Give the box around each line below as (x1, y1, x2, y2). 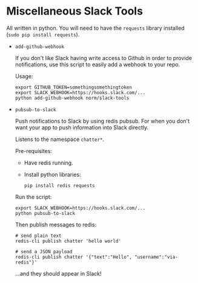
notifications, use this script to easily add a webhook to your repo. (15, 61, 180, 68)
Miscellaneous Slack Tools (6, 4, 144, 18)
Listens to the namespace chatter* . (15, 135, 105, 143)
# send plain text (15, 233, 62, 239)
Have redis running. (24, 159, 74, 166)
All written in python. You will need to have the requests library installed (6, 24, 185, 32)
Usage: (15, 72, 33, 80)
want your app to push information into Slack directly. (15, 123, 149, 131)
